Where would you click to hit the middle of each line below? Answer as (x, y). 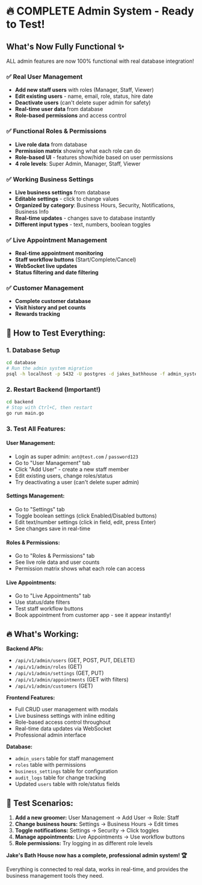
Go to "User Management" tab (53, 462)
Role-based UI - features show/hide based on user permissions (94, 157)
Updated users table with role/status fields (67, 784)
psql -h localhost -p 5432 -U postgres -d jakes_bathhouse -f (86, 374)
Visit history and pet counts (50, 308)
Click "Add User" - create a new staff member (72, 469)
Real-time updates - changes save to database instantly (85, 218)
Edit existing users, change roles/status (64, 476)
